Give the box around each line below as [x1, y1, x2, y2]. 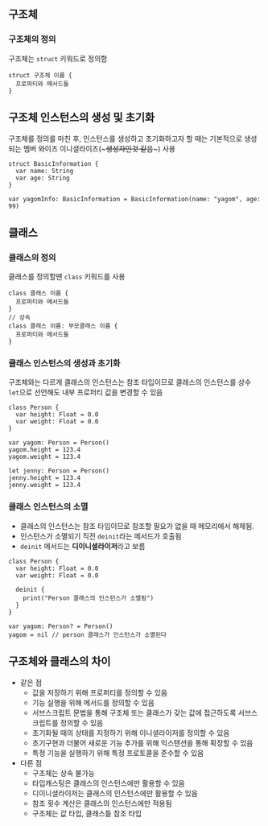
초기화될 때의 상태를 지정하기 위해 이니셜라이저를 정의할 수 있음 [31, 728, 230, 737]
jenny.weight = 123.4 [8, 481, 81, 489]
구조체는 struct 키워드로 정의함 [8, 53, 108, 63]
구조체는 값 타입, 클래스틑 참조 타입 [31, 808, 142, 818]
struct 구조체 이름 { [8, 71, 72, 79]
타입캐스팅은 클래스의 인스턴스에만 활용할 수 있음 [31, 778, 185, 787]
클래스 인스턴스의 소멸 [8, 502, 89, 513]
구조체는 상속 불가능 [31, 768, 95, 778]
